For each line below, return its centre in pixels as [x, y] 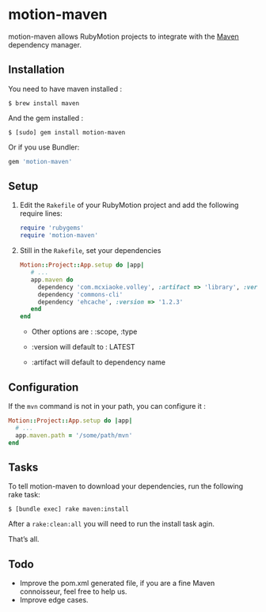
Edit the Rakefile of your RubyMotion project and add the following [129, 205]
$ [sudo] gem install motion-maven [67, 132]
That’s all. [24, 539]
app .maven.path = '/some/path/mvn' [74, 435]
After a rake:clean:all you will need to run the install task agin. [112, 524]
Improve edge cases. [54, 600]
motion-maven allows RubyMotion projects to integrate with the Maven [123, 36]
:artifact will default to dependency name [99, 362]
